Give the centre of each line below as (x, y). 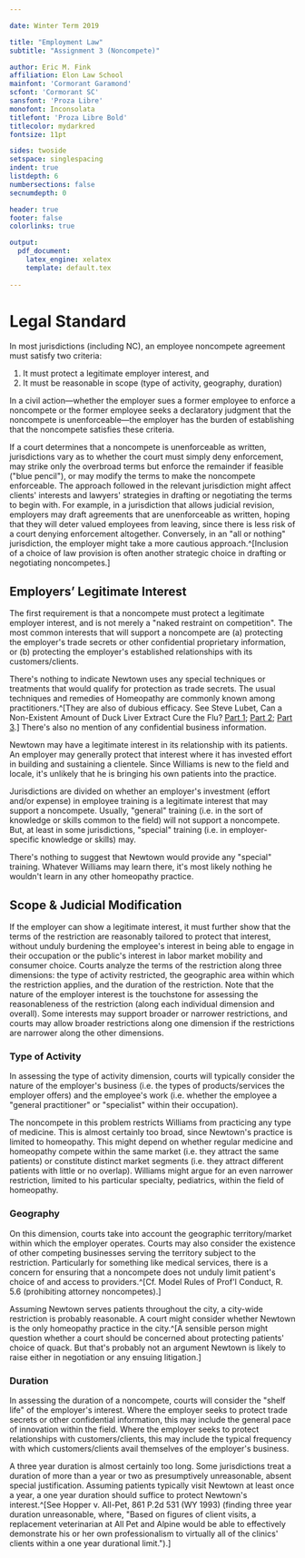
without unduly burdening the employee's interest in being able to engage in (152, 946)
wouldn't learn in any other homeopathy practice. (102, 877)
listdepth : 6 (34, 176)
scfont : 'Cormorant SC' (54, 93)
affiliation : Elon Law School (67, 75)
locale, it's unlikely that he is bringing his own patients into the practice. (143, 774)
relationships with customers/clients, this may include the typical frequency (151, 1438)
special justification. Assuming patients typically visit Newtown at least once (152, 1485)
